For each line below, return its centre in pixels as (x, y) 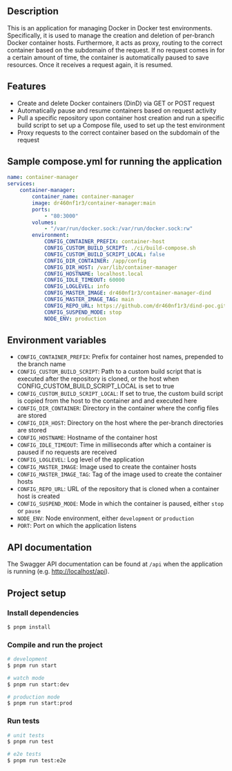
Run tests (23, 721)
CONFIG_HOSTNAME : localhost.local (94, 274)
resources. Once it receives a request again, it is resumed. (90, 64)
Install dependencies (43, 613)
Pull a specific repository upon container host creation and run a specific (120, 117)
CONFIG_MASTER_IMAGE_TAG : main (89, 300)
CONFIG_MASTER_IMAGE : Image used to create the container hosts (107, 467)
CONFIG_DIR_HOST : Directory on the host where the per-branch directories (120, 423)
